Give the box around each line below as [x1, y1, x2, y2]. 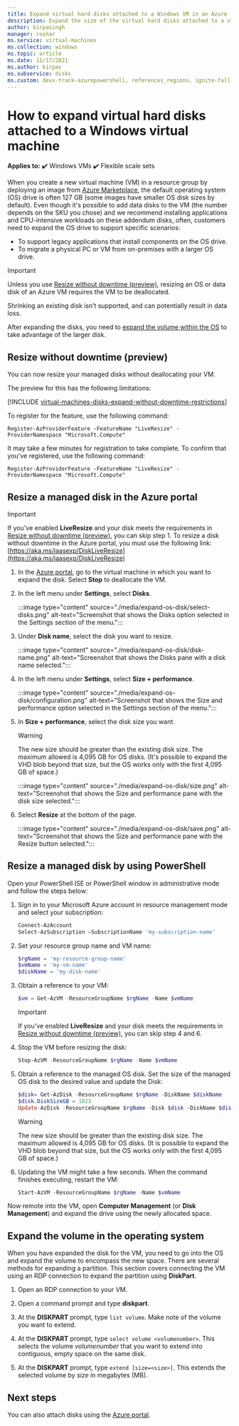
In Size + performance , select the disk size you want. [17, 717, 176, 725]
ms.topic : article [7, 51, 62, 58]
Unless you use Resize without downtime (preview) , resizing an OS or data [7, 280, 226, 289]
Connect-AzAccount [17, 921, 73, 929]
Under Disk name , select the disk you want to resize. [17, 631, 173, 640]
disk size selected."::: [17, 796, 80, 805]
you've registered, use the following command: [7, 452, 146, 460]
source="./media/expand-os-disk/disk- [90, 646, 205, 654]
